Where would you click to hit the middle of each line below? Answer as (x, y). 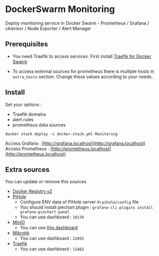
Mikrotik (21, 233)
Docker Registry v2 (32, 191)
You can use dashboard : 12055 (52, 238)
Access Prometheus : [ (29, 148)
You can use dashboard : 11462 (52, 249)
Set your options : (24, 104)
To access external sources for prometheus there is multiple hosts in (83, 71)
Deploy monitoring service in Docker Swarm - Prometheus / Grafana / (77, 23)
